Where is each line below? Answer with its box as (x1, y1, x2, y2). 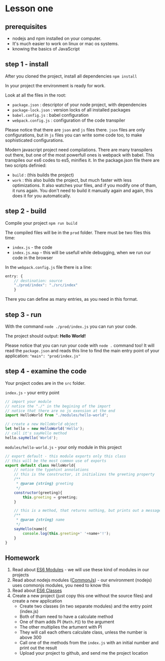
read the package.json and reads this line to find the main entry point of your (5, 347, 160, 353)
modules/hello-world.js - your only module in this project (5, 444, 122, 450)
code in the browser (12, 255, 53, 261)
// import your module (5, 399, 52, 404)
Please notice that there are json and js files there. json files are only (5, 127, 145, 132)
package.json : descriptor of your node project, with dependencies (12, 102, 147, 107)
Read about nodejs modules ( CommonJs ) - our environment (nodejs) (12, 577, 152, 583)
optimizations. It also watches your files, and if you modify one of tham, (12, 182, 157, 188)
